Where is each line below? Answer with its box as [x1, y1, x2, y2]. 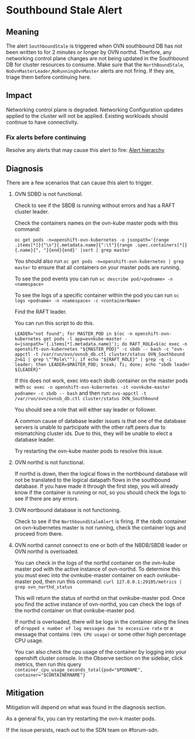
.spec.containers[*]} [135, 242, 188, 248]
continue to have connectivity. [6, 118, 79, 126]
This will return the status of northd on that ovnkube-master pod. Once [14, 594, 186, 601]
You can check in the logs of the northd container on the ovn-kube [14, 559, 175, 566]
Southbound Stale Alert [6, 4, 123, 17]
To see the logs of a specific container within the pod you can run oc [14, 291, 180, 299]
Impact [6, 90, 32, 100]
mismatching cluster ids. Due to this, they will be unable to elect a [14, 429, 173, 437]
